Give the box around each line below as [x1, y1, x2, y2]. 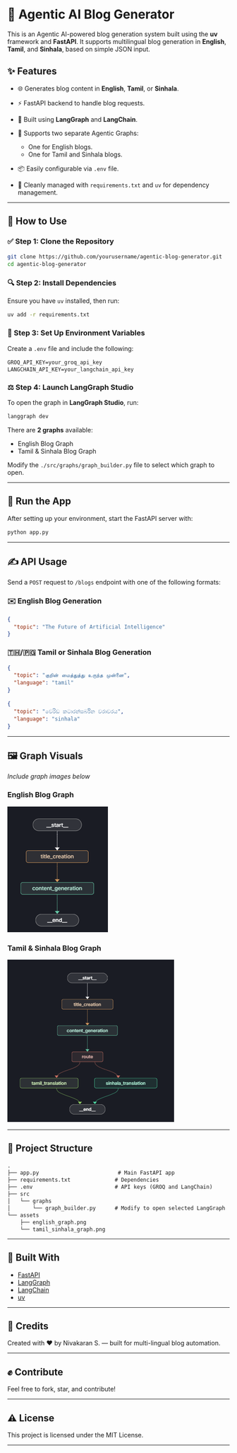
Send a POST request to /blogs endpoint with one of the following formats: [7, 578, 221, 587]
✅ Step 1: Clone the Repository [7, 236, 114, 246]
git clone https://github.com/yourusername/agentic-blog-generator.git [7, 253, 222, 260]
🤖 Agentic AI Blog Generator [7, 6, 175, 23]
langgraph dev [7, 413, 49, 420]
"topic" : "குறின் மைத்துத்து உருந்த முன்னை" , [13, 672, 130, 679]
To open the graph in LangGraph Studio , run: [7, 398, 139, 406]
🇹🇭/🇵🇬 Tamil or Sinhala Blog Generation [7, 648, 152, 657]
